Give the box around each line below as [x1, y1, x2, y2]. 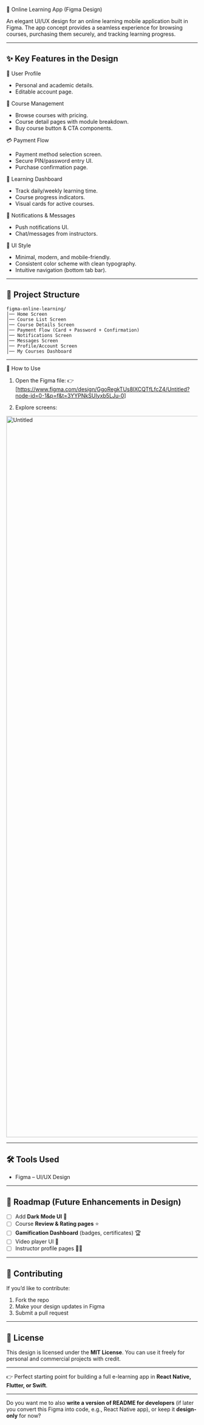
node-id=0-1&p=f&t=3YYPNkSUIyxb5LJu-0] [15, 392, 126, 399]
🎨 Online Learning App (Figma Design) [6, 6, 103, 13]
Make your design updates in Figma [15, 1303, 105, 1310]
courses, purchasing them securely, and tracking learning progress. [6, 30, 176, 38]
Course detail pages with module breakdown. [15, 118, 129, 125]
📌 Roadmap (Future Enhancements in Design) [6, 1197, 182, 1207]
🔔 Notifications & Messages [6, 211, 76, 219]
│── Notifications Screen [6, 332, 72, 338]
